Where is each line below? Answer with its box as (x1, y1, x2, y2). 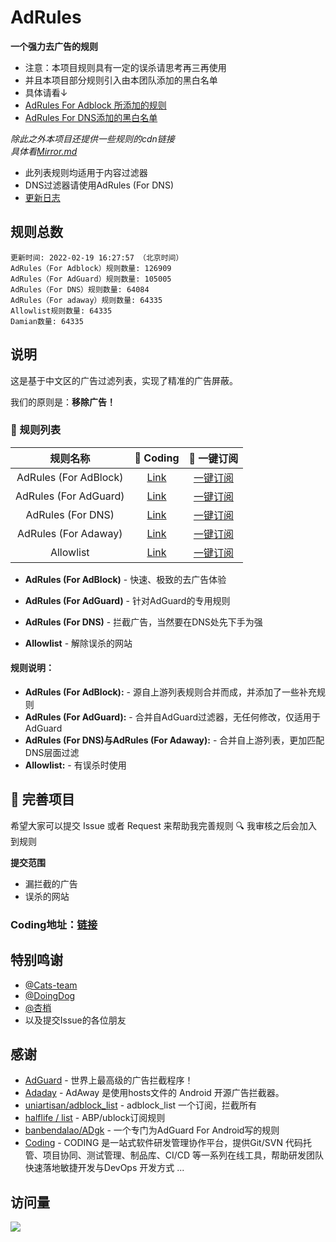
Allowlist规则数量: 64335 (10, 306, 113, 316)
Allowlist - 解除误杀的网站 (24, 637, 133, 649)
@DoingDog (24, 989, 76, 1001)
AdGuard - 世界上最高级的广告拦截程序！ (24, 1074, 194, 1086)
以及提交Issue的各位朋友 (24, 1014, 127, 1026)
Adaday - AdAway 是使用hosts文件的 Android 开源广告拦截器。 (24, 1087, 285, 1099)
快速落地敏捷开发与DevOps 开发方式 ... (24, 1162, 185, 1174)
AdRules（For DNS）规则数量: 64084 (10, 284, 150, 295)
